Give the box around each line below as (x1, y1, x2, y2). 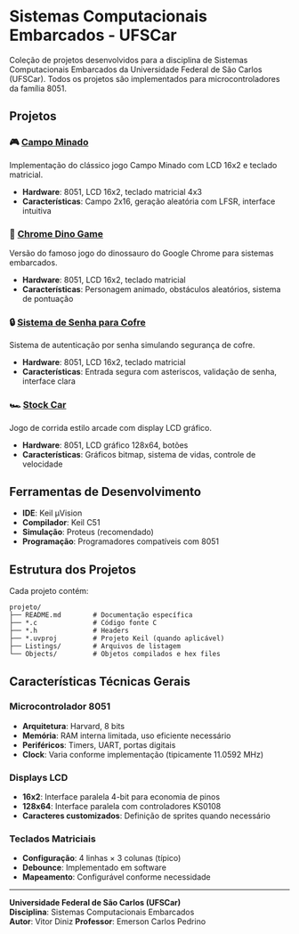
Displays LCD (9, 771, 69, 784)
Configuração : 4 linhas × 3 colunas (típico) (21, 853, 182, 864)
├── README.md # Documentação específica (9, 611, 193, 620)
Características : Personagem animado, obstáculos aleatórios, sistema (21, 283, 281, 295)
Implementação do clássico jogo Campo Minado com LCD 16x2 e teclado (9, 159, 278, 170)
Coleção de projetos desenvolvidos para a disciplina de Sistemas (9, 54, 248, 65)
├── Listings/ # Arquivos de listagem (9, 642, 181, 651)
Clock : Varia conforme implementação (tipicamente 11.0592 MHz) (21, 749, 264, 759)
